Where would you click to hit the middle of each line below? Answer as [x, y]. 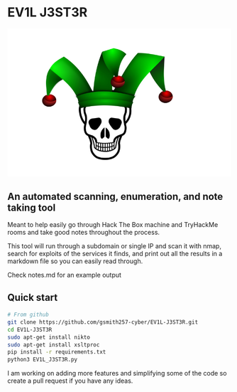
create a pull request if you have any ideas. [70, 381]
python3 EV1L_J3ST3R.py [43, 360]
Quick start [33, 297]
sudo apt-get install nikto [49, 337]
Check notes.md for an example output [65, 275]
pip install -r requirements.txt [57, 352]
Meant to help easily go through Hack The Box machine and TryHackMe [113, 225]
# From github [28, 315]
